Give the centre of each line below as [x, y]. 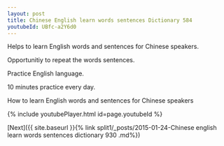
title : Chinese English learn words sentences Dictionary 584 [100, 20]
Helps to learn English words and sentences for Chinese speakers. [103, 47]
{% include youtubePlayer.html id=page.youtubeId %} [85, 114]
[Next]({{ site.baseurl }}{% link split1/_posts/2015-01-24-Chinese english [112, 128]
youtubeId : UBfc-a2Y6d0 [42, 27]
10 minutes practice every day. [51, 87]
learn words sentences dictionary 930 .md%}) [74, 135]
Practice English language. [45, 73]
